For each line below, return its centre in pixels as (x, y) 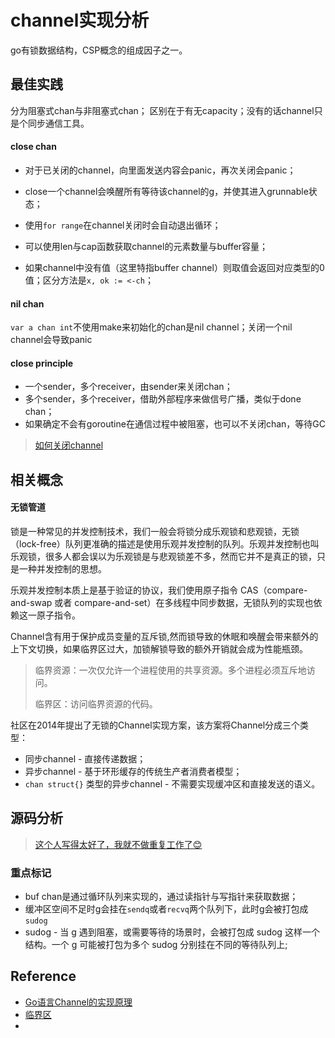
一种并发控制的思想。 (62, 568)
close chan (33, 147)
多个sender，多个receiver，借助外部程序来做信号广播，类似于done (163, 399)
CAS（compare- (273, 590)
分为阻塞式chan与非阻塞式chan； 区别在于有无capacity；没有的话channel (162, 110)
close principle (42, 363)
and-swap (31, 602)
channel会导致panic (51, 340)
